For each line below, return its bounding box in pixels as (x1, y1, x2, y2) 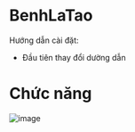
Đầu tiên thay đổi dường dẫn (21, 52, 126, 62)
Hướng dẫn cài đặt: (9, 35, 79, 45)
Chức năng (9, 84, 92, 103)
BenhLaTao (9, 5, 93, 26)
